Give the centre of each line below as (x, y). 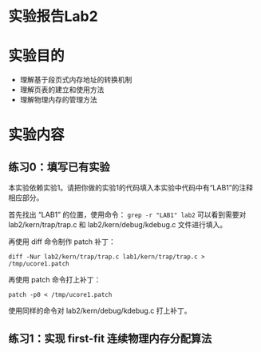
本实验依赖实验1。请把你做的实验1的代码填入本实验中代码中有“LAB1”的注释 (131, 188)
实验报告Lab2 (53, 16)
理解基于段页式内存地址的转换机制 (76, 80)
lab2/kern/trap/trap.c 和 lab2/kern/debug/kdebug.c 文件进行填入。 (118, 225)
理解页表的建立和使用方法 (62, 90)
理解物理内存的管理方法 (58, 100)
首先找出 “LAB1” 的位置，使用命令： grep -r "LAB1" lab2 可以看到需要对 (127, 215)
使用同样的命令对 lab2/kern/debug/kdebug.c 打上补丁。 (100, 311)
